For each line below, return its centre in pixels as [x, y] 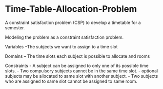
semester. [15, 27]
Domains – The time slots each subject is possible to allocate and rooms [78, 56]
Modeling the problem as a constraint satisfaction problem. [64, 37]
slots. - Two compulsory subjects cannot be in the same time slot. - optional [81, 71]
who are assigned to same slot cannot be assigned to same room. [71, 81]
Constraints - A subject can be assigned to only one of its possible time [77, 66]
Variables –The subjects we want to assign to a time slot [61, 46]
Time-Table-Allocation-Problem [71, 9]
